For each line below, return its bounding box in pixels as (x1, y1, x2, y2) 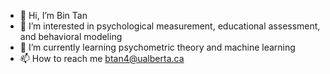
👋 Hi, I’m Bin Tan (19, 10, 88, 21)
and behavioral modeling (19, 31, 123, 42)
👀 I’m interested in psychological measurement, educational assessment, (19, 20, 321, 32)
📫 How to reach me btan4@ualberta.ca (19, 53, 185, 64)
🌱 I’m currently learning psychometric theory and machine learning (19, 41, 296, 53)
